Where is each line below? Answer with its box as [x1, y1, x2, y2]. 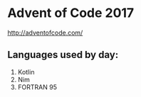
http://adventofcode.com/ [7, 28, 83, 37]
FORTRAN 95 [17, 83, 57, 91]
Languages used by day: [7, 49, 119, 61]
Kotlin [17, 67, 35, 76]
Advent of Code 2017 [7, 5, 135, 21]
